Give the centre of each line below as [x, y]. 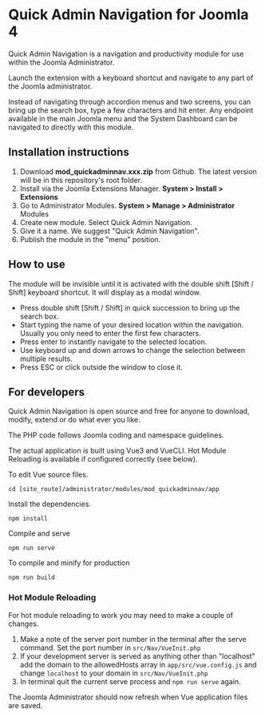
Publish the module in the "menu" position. [90, 239]
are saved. [26, 705]
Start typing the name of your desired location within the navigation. [132, 324]
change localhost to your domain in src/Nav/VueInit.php [114, 673]
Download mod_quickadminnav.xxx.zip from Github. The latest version [138, 171]
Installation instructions [69, 152]
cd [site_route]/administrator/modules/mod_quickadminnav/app [114, 489]
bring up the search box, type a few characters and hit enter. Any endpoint [131, 110]
